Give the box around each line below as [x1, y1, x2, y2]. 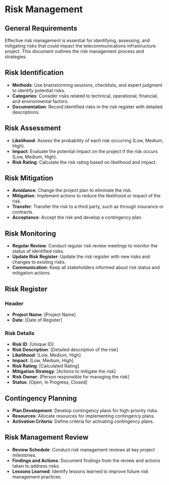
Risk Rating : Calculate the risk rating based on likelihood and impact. [12, 159, 157, 165]
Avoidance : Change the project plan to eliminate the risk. [12, 187, 132, 193]
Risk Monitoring [5, 229, 57, 238]
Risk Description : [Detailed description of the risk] [12, 347, 119, 353]
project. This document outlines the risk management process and [5, 48, 144, 54]
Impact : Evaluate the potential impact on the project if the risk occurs [12, 148, 158, 154]
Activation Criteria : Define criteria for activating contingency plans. [12, 418, 154, 424]
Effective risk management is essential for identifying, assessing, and [5, 37, 150, 43]
